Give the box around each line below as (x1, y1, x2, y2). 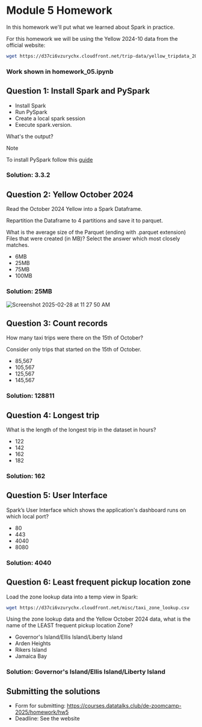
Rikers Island (14, 646, 47, 654)
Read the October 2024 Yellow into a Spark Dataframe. (6, 205, 142, 213)
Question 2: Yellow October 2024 (6, 189, 134, 199)
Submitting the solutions (6, 686, 100, 696)
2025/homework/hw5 (14, 708, 69, 716)
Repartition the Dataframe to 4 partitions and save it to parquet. (6, 217, 164, 224)
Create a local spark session (14, 115, 86, 122)
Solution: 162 (6, 472, 46, 481)
